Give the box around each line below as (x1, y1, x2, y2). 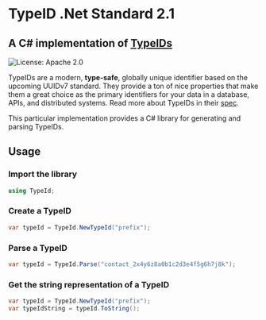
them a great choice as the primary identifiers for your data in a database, (8, 90, 250, 99)
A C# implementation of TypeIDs (8, 37, 173, 50)
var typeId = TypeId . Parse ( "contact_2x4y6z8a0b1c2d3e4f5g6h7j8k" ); (8, 260, 237, 268)
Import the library (8, 168, 78, 179)
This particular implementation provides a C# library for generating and (8, 114, 241, 123)
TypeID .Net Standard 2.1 (8, 5, 175, 23)
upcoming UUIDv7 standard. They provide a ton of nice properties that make (8, 81, 259, 91)
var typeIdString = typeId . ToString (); (8, 305, 141, 313)
